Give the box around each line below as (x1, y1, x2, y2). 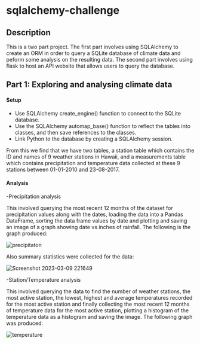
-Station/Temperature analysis (6, 276, 81, 283)
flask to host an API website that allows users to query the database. (6, 62, 175, 69)
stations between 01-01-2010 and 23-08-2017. (6, 166, 120, 173)
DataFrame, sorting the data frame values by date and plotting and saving (6, 217, 187, 224)
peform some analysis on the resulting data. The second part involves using (6, 56, 193, 63)
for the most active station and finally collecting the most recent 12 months (6, 300, 190, 308)
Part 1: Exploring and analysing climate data (6, 80, 173, 90)
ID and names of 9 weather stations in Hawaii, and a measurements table (6, 153, 186, 160)
